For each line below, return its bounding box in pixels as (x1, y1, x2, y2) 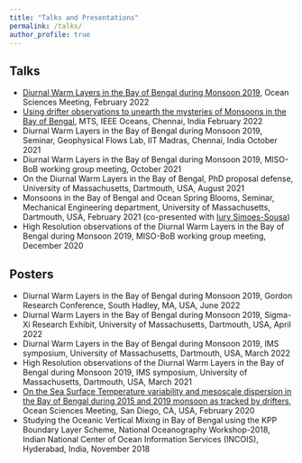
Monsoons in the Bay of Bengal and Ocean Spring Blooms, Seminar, (22, 193, 275, 204)
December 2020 (22, 241, 84, 251)
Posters (9, 267, 54, 282)
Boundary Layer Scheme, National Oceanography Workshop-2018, (22, 424, 270, 435)
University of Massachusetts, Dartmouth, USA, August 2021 (22, 183, 245, 194)
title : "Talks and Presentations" (9, 13, 140, 23)
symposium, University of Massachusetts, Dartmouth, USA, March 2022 (22, 348, 291, 359)
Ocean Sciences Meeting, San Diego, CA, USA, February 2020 (22, 405, 255, 415)
